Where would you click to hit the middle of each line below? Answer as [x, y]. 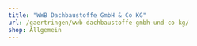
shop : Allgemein [35, 30]
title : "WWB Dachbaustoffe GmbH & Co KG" [78, 15]
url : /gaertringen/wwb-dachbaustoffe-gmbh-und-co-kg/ [99, 23]
